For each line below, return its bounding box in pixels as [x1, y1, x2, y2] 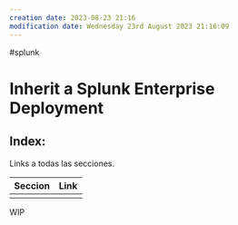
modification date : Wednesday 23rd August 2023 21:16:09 [9, 22, 230, 31]
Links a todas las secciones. [9, 158, 115, 169]
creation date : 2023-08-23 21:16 [9, 13, 136, 23]
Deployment [9, 97, 104, 118]
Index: [9, 133, 46, 150]
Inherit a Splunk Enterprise [9, 78, 215, 99]
